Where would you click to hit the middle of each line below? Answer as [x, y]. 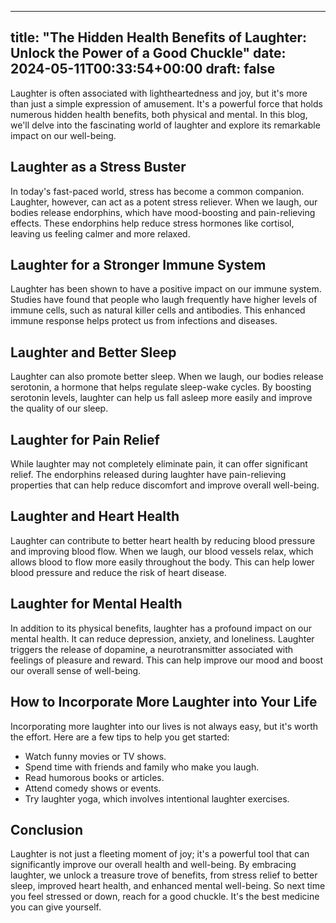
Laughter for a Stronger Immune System [138, 265]
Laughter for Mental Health [96, 604]
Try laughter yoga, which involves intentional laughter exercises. [157, 798]
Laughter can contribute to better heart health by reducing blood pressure [163, 540]
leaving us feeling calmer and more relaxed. [100, 233]
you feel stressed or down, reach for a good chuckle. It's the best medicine [165, 897]
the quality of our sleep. [59, 408]
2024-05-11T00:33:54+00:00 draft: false [143, 69]
